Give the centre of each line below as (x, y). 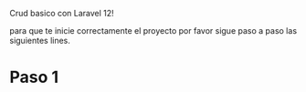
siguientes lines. (40, 41)
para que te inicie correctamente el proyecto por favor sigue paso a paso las (153, 31)
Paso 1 (34, 77)
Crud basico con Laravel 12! (62, 13)
